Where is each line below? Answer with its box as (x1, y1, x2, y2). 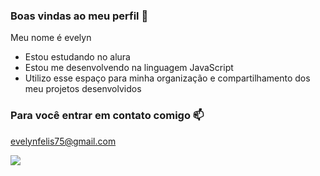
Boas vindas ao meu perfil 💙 (10, 9, 149, 23)
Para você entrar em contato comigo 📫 (10, 109, 205, 123)
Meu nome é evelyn (10, 32, 92, 44)
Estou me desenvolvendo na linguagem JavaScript (24, 62, 234, 74)
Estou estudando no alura (24, 51, 131, 63)
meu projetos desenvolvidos (24, 83, 142, 95)
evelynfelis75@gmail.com (10, 135, 117, 147)
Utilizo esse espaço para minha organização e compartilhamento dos (24, 72, 311, 84)
